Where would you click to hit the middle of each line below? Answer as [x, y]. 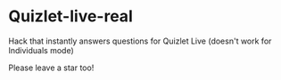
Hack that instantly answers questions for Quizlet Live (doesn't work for [140, 41]
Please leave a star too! [51, 68]
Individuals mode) [41, 50]
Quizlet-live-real [70, 16]
